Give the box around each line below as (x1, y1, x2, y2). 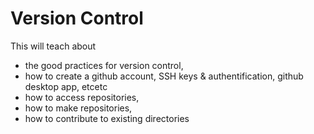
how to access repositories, (24, 91, 140, 103)
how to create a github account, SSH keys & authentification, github (24, 70, 304, 82)
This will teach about (10, 40, 97, 52)
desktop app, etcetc (24, 80, 108, 92)
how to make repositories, (24, 102, 133, 114)
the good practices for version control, (24, 59, 184, 71)
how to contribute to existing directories (24, 112, 190, 124)
